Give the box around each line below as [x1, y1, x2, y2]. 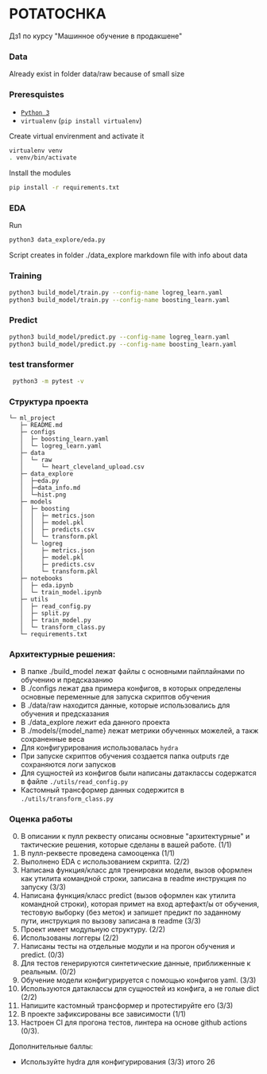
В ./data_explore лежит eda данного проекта [20, 718, 170, 727]
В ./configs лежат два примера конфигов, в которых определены [20, 684, 242, 693]
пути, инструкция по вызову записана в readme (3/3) [20, 916, 201, 926]
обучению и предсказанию [20, 675, 114, 685]
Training [9, 270, 42, 281]
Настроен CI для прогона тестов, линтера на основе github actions [20, 1017, 247, 1028]
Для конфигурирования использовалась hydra [20, 743, 179, 753]
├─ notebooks [19, 574, 63, 582]
